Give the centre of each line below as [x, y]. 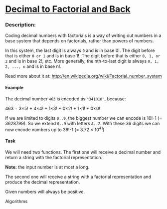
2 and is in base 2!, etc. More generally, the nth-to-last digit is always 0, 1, [82, 61]
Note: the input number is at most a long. [47, 167]
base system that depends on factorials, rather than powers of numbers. [80, 41]
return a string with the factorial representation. [54, 157]
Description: [20, 25]
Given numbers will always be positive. [45, 192]
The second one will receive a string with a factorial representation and [78, 177]
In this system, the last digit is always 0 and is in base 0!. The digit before [80, 50]
